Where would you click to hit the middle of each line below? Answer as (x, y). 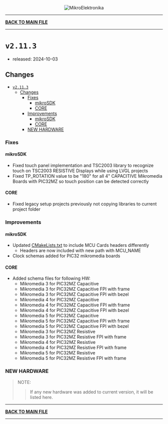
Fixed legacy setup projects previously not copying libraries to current (84, 204)
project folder (26, 209)
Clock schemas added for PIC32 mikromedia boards (66, 256)
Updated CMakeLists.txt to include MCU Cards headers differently (80, 245)
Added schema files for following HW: (51, 278)
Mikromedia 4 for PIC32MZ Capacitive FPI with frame (75, 305)
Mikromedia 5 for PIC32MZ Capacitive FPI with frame (75, 321)
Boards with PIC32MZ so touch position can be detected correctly (80, 181)
